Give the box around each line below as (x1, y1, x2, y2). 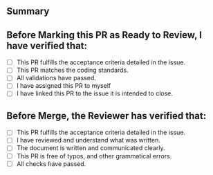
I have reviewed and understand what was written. (16, 136, 160, 145)
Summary (6, 6, 50, 17)
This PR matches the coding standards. (16, 66, 129, 75)
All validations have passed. (16, 74, 96, 82)
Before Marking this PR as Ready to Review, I (6, 29, 202, 41)
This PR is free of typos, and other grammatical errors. (16, 151, 172, 160)
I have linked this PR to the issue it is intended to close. (16, 89, 174, 98)
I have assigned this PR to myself (16, 82, 111, 90)
